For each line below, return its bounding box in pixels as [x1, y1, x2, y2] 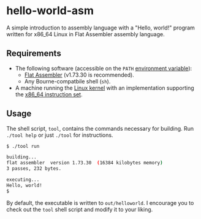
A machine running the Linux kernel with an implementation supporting [15, 84, 194, 91]
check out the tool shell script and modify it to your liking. [6, 206, 153, 213]
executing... [6, 177, 40, 183]
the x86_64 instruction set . [15, 90, 83, 98]
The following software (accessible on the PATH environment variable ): [15, 64, 192, 72]
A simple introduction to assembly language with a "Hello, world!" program [6, 24, 195, 31]
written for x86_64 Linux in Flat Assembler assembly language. [6, 30, 165, 37]
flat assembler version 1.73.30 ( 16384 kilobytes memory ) [6, 160, 164, 166]
